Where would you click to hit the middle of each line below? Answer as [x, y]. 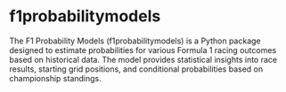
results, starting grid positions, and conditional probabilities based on [136, 69]
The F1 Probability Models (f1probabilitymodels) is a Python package [135, 41]
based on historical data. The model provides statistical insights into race [143, 59]
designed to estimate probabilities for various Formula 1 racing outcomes [143, 50]
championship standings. [56, 78]
